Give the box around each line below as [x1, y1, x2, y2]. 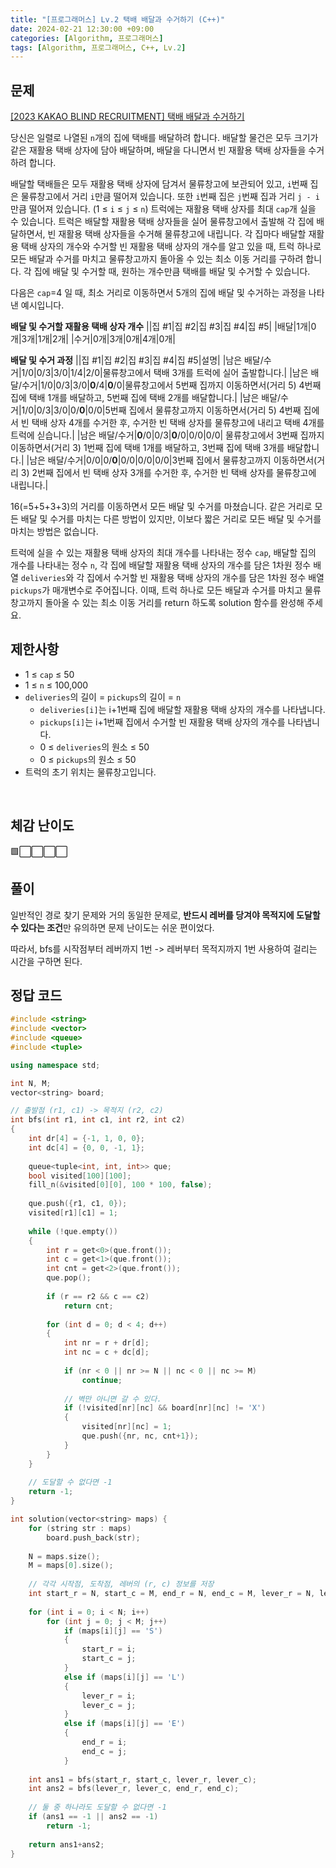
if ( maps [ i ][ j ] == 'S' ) [63, 1626, 163, 1636]
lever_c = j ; [81, 1700, 137, 1710]
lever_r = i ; [81, 1691, 137, 1701]
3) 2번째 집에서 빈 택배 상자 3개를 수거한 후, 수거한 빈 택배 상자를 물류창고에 [20, 467, 317, 479]
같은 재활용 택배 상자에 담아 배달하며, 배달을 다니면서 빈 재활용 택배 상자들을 [10, 144, 307, 156]
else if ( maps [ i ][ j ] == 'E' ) [63, 1719, 186, 1729]
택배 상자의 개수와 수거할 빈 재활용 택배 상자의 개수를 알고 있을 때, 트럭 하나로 [20, 241, 322, 253]
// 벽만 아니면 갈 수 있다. [63, 1394, 162, 1404]
